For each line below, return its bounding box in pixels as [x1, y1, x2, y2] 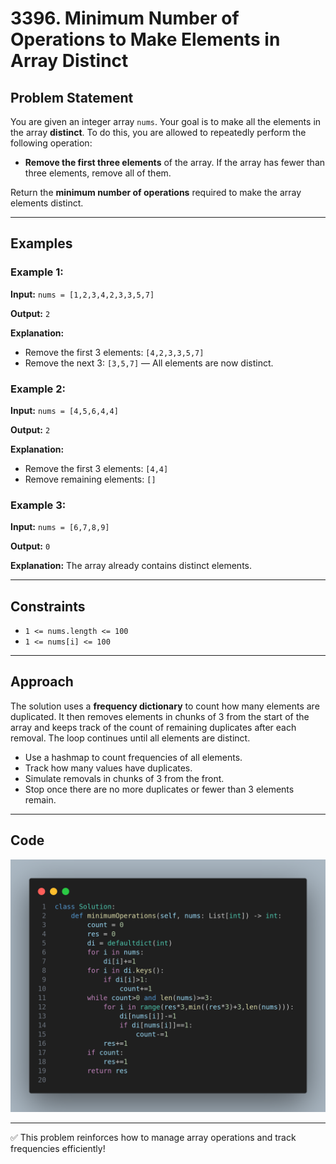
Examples [10, 235, 73, 252]
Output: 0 [10, 540, 51, 552]
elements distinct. [10, 197, 84, 209]
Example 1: [10, 265, 64, 279]
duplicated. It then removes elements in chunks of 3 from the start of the [10, 710, 310, 722]
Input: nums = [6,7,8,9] [10, 521, 110, 533]
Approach [10, 673, 74, 691]
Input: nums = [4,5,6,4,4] [10, 404, 119, 416]
